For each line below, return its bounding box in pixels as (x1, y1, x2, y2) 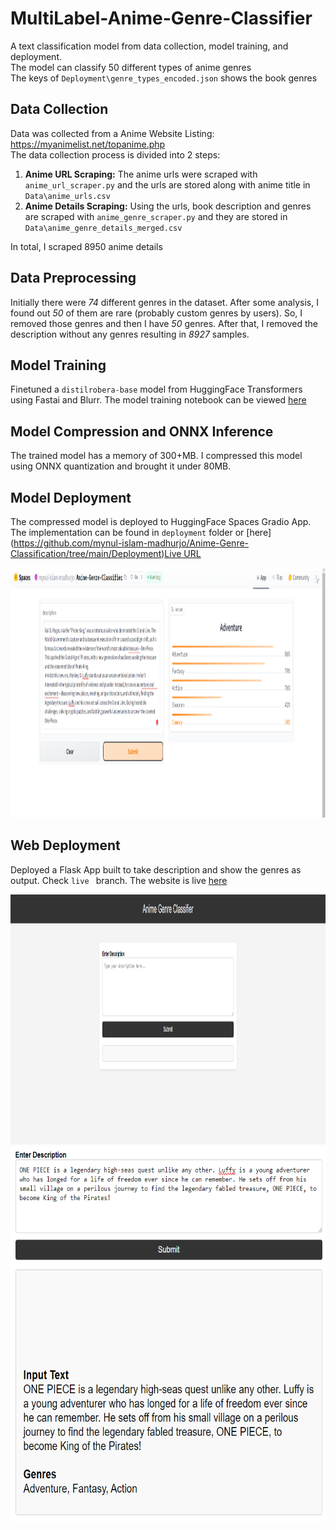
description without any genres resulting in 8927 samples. (10, 328, 250, 340)
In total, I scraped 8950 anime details (10, 240, 163, 252)
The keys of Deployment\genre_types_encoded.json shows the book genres (10, 72, 318, 84)
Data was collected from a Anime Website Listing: (10, 127, 215, 139)
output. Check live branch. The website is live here (10, 874, 228, 886)
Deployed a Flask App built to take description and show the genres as (10, 863, 302, 876)
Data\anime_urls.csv (24, 191, 111, 201)
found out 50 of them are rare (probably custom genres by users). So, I (10, 307, 303, 319)
